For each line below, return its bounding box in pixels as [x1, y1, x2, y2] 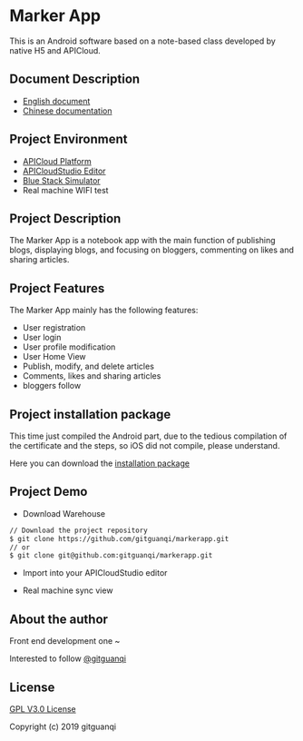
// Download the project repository [9, 526, 148, 535]
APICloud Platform [22, 155, 93, 166]
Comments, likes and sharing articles [22, 370, 161, 381]
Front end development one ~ [9, 636, 121, 647]
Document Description [9, 72, 141, 87]
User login [22, 332, 62, 343]
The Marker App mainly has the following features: [9, 305, 199, 316]
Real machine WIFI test [22, 184, 109, 195]
